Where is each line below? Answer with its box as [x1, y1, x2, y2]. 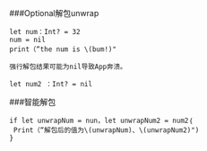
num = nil [9, 35, 47, 44]
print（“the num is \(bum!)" [9, 45, 116, 54]
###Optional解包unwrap [9, 8, 99, 18]
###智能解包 [9, 97, 56, 107]
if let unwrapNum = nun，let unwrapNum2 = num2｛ [9, 116, 193, 125]
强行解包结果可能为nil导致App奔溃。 [9, 62, 127, 71]
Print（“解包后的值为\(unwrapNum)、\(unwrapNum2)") [13, 126, 200, 135]
